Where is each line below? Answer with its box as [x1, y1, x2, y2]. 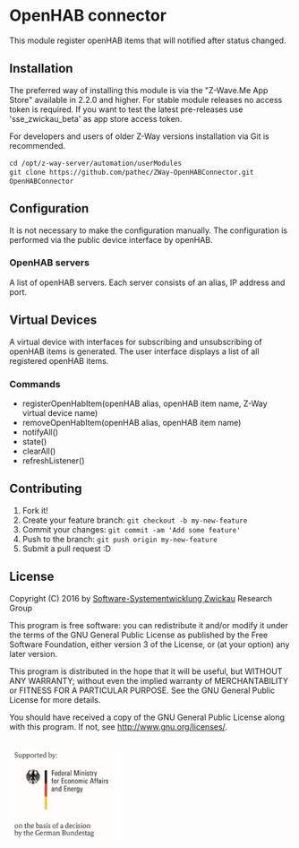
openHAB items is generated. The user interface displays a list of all [9, 346, 260, 357]
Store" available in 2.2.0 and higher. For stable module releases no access [9, 94, 283, 105]
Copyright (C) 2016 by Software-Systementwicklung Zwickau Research [9, 593, 273, 603]
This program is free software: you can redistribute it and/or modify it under [9, 619, 288, 630]
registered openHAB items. [9, 355, 109, 366]
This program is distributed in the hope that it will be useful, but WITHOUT [9, 665, 283, 677]
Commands [9, 377, 61, 390]
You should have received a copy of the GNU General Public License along [9, 712, 285, 723]
